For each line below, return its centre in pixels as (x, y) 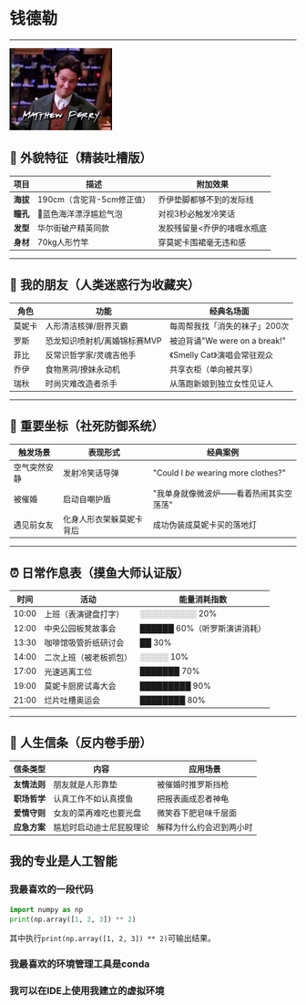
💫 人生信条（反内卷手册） (81, 743)
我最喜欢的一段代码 (51, 889)
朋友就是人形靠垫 (85, 784)
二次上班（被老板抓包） (88, 657)
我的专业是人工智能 (63, 861)
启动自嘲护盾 (87, 498)
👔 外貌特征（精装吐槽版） (81, 158)
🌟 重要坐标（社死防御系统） (87, 426)
